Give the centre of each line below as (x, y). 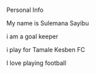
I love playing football (36, 63)
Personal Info (25, 10)
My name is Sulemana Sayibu (48, 23)
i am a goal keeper (32, 36)
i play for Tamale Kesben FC (46, 50)
